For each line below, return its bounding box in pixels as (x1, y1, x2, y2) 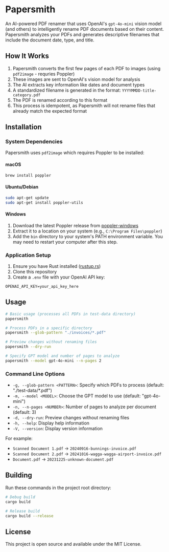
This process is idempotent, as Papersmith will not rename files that (12, 102, 156, 109)
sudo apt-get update (5, 195, 50, 200)
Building (5, 471, 32, 480)
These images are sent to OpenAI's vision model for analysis (12, 76, 140, 82)
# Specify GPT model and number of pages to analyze (5, 353, 120, 359)
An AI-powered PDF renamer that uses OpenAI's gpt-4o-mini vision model (5, 20, 162, 27)
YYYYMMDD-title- (122, 88, 157, 93)
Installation (5, 123, 42, 132)
